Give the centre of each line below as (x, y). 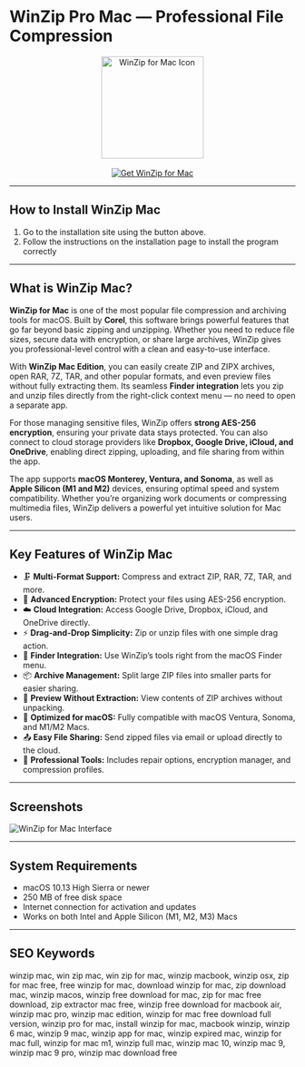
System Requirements (74, 866)
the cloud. (41, 750)
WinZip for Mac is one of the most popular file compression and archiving (148, 310)
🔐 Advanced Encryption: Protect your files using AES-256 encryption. (154, 599)
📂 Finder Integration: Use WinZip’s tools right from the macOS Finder (152, 656)
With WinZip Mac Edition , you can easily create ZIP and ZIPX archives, (142, 366)
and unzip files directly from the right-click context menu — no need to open (152, 395)
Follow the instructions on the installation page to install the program (150, 242)
